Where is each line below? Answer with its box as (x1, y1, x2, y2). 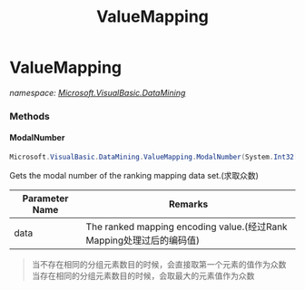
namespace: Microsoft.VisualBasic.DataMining (9, 87, 186, 98)
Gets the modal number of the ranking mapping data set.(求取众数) (9, 169, 259, 180)
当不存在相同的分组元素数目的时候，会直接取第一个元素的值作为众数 (31, 258, 287, 269)
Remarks (168, 198, 209, 210)
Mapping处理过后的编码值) (85, 234, 201, 246)
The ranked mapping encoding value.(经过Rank (85, 220, 288, 233)
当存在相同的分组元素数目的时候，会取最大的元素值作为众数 (31, 270, 255, 281)
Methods (9, 110, 50, 122)
